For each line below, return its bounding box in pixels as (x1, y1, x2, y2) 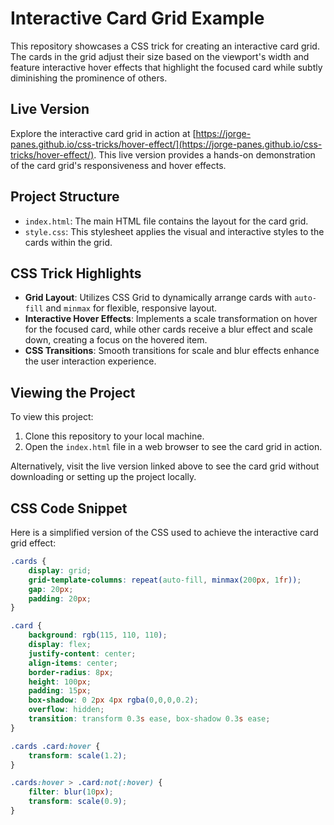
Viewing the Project (10, 384, 136, 401)
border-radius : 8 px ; (28, 667, 114, 677)
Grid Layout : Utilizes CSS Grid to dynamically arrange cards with (24, 292, 293, 304)
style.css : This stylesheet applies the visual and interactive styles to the (24, 225, 325, 237)
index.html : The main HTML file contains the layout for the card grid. (24, 215, 309, 227)
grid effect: (10, 537, 57, 549)
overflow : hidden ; (28, 705, 105, 715)
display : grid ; (28, 565, 92, 576)
